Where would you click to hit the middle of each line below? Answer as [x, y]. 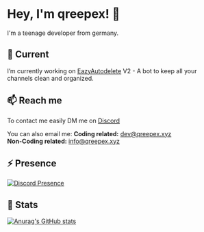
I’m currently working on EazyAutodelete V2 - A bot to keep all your [102, 70]
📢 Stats [23, 205]
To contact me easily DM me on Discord [64, 120]
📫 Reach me [35, 101]
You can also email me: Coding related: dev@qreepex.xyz [89, 133]
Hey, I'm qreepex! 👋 [64, 14]
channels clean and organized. [50, 78]
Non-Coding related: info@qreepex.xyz [63, 141]
